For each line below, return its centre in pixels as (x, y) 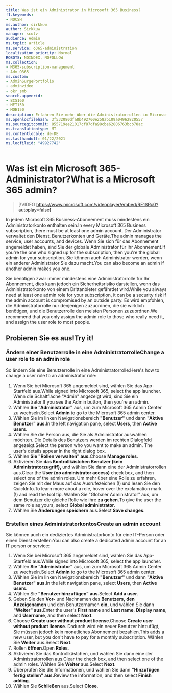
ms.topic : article (25, 43)
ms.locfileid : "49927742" (33, 143)
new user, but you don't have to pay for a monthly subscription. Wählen (88, 637)
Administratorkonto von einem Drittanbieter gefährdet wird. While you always (86, 289)
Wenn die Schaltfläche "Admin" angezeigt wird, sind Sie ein (76, 396)
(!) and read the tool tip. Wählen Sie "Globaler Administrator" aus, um (86, 494)
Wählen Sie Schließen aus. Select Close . (56, 686)
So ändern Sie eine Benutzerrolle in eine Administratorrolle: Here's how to (83, 370)
